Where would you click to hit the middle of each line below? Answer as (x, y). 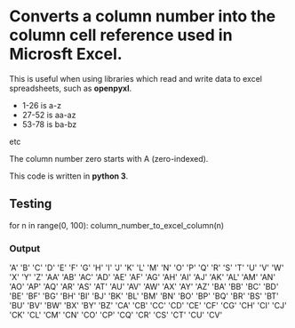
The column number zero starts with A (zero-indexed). (109, 158)
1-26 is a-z (42, 105)
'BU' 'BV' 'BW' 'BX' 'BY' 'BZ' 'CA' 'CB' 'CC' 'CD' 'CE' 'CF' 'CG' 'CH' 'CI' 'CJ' (148, 306)
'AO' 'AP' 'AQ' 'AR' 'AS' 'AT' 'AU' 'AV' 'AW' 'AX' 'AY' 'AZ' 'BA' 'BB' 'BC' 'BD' (144, 287)
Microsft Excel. (66, 54)
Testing (31, 204)
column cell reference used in (121, 35)
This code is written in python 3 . (69, 176)
